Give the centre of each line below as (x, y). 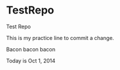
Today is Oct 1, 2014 (31, 61)
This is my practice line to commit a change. (60, 38)
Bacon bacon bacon (31, 49)
